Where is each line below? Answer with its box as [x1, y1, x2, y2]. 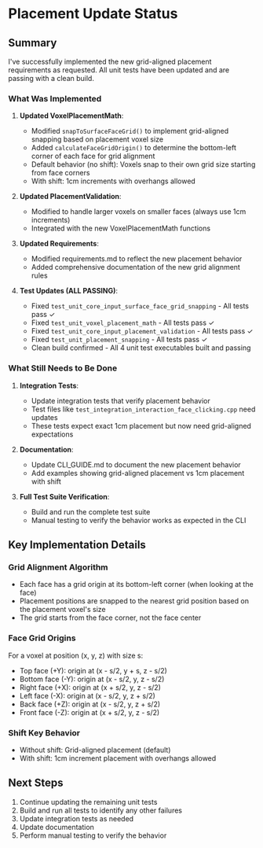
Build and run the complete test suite [31, 507, 151, 516]
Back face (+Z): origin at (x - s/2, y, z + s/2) [19, 699, 161, 709]
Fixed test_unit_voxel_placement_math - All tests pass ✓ [31, 318, 215, 327]
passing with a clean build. [8, 74, 94, 83]
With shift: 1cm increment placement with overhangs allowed [19, 753, 217, 763]
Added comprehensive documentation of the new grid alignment [31, 263, 241, 272]
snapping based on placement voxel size [31, 135, 163, 144]
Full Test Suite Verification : [19, 492, 110, 501]
